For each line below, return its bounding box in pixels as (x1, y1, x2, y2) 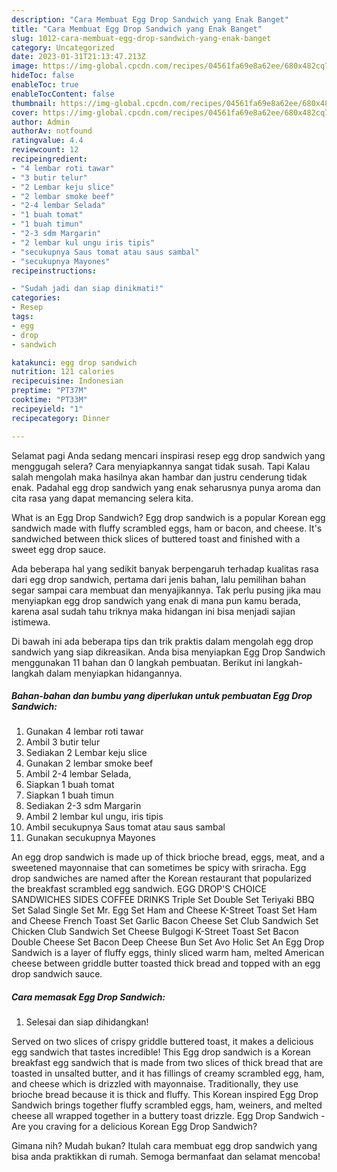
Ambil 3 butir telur (25, 736, 101, 748)
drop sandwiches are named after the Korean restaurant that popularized (11, 872, 312, 885)
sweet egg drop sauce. (11, 543, 106, 555)
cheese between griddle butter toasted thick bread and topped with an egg (11, 957, 321, 970)
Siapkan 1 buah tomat (25, 779, 115, 791)
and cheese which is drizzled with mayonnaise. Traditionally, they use (11, 1078, 299, 1090)
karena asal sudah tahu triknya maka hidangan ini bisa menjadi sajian (11, 605, 296, 617)
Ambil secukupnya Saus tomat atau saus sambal (25, 821, 226, 833)
